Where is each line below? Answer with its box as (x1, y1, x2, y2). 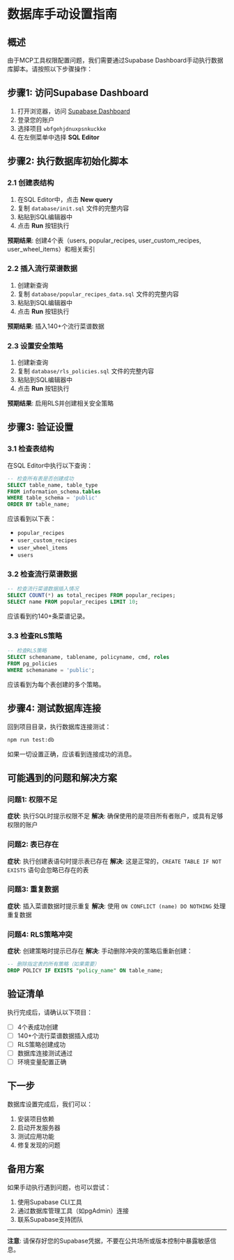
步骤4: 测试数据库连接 (7, 703, 102, 715)
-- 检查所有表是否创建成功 (7, 475, 75, 482)
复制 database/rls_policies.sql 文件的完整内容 (17, 367, 155, 375)
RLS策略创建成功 (17, 1040, 66, 1048)
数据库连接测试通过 (17, 1049, 73, 1057)
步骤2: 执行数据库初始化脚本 (7, 155, 129, 167)
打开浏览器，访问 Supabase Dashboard (17, 107, 130, 115)
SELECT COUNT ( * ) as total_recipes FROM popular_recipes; (7, 592, 176, 599)
